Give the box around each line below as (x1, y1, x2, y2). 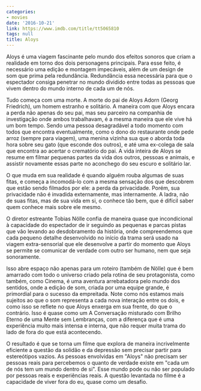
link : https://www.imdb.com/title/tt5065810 (6, 25, 119, 32)
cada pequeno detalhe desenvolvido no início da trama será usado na (6, 234, 179, 241)
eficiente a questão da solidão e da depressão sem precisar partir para (6, 347, 182, 353)
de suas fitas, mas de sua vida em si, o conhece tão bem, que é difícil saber (6, 197, 194, 204)
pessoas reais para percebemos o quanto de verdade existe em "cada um (6, 359, 189, 366)
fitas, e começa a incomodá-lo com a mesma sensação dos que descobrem (6, 178, 194, 185)
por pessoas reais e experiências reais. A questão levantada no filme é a (6, 372, 186, 379)
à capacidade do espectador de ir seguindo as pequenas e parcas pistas (6, 222, 187, 228)
